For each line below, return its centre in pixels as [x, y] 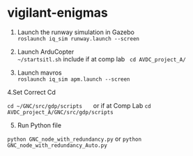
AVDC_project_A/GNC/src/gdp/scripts [60, 112]
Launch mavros [39, 72]
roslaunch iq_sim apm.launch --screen [74, 79]
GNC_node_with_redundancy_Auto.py [57, 145]
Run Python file [39, 125]
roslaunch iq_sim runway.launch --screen [78, 39]
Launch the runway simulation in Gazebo [76, 32]
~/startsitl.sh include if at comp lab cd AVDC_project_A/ [101, 59]
